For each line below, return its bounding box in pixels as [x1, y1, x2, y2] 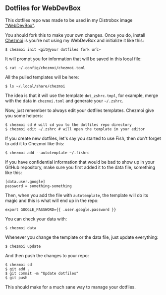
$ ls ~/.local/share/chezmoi [5, 84, 65, 89]
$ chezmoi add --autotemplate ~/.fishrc [5, 150, 90, 155]
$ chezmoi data [5, 225, 37, 230]
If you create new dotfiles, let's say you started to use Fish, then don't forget [5, 135, 161, 141]
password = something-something [5, 184, 72, 189]
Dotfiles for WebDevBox [5, 4, 81, 12]
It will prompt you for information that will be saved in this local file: [5, 56, 142, 62]
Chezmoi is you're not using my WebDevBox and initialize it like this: [5, 37, 144, 43]
